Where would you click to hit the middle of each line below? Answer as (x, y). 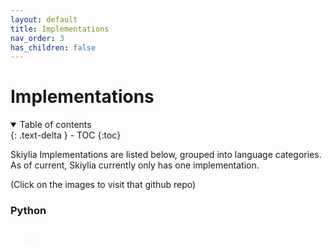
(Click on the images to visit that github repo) (103, 185)
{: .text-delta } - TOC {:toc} (66, 135)
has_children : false (53, 47)
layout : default (44, 19)
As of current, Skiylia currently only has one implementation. (135, 165)
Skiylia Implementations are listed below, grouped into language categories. (166, 155)
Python (28, 211)
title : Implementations (60, 29)
